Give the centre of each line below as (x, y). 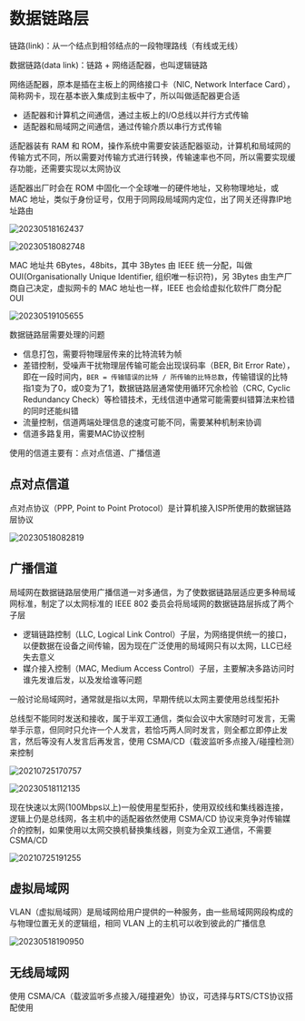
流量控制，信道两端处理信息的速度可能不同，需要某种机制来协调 (142, 422)
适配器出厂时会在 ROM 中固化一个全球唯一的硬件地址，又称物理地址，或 (144, 187)
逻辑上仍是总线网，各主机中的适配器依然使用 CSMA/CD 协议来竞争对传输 (146, 818)
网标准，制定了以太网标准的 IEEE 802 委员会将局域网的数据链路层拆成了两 (148, 603)
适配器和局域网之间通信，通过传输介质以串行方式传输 (122, 126)
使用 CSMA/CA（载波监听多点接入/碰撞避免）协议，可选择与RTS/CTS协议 (148, 996)
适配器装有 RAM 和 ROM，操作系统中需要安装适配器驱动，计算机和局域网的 (150, 146)
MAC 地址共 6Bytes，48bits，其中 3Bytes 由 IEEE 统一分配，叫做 (131, 265)
